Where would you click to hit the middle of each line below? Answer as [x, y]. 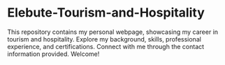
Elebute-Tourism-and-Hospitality [106, 13]
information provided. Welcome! [53, 54]
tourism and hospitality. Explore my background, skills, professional [104, 39]
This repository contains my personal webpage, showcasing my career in [113, 32]
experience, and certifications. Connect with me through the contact [106, 46]
